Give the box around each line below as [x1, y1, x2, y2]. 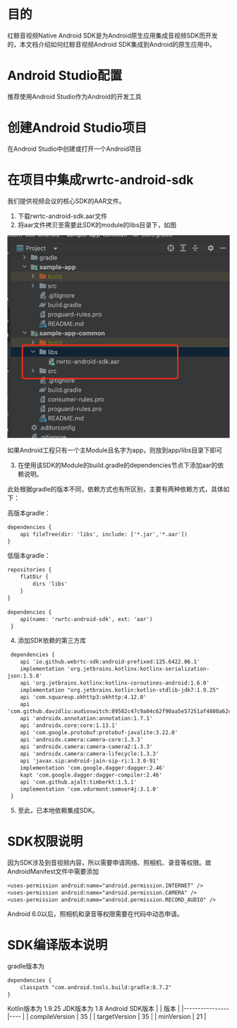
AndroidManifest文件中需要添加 [7, 867, 99, 875]
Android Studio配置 [7, 68, 123, 84]
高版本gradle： [7, 508, 51, 517]
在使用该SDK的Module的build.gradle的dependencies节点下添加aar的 [17, 461, 218, 469]
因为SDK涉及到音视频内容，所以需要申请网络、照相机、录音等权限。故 [7, 858, 212, 867]
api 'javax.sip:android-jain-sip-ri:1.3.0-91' [20, 757, 159, 765]
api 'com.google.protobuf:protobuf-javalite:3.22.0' [20, 729, 178, 736]
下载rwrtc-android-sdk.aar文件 [17, 212, 108, 220]
